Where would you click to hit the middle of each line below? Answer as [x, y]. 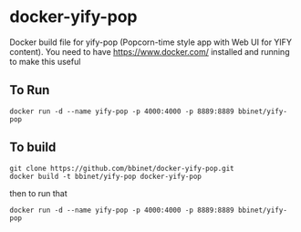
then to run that [39, 193]
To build [33, 148]
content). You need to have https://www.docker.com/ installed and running [150, 51]
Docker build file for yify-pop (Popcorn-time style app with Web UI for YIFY [150, 42]
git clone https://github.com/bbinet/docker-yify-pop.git [122, 168]
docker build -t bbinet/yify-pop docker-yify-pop [106, 176]
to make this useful [45, 61]
